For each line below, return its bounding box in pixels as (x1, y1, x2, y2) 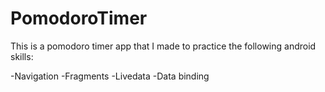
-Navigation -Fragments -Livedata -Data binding (10, 70, 210, 82)
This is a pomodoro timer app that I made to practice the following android (10, 40, 317, 52)
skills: (10, 50, 34, 62)
